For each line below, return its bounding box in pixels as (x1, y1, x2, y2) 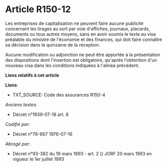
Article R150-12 (5, 4, 71, 15)
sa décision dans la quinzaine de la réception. (5, 41, 100, 48)
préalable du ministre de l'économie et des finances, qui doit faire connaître (5, 36, 162, 43)
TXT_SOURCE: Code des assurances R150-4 (12, 92, 105, 98)
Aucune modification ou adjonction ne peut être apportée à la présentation (5, 52, 160, 58)
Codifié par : (5, 121, 30, 127)
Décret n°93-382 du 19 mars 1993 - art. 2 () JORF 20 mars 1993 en (12, 150, 152, 156)
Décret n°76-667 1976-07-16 (12, 131, 73, 137)
